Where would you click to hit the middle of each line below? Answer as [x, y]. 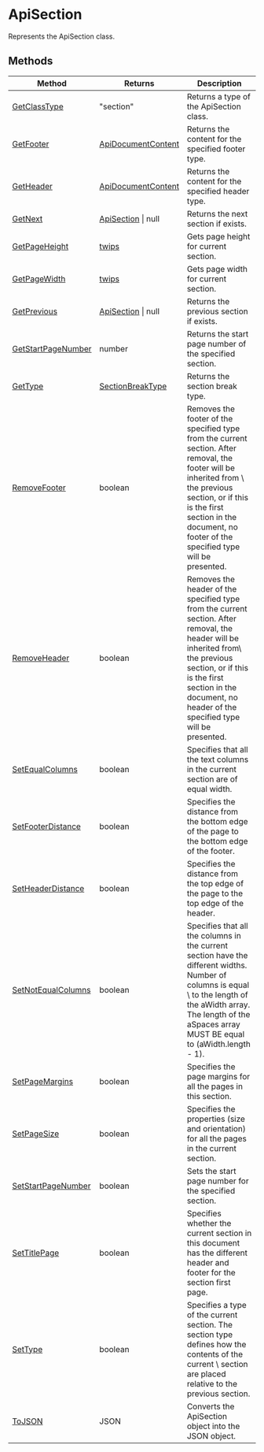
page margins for [218, 1076]
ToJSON [27, 1421]
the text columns [218, 759]
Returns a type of [219, 96]
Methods [31, 61]
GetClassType [38, 106]
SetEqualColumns [45, 769]
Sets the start [211, 1171]
